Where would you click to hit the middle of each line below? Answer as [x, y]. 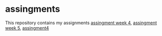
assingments [33, 9]
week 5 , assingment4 [27, 28]
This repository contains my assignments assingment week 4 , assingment [81, 23]
